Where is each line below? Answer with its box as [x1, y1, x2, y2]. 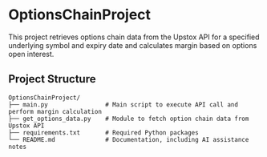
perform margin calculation [8, 107, 103, 115]
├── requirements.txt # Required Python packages [8, 128, 199, 137]
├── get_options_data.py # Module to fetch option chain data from [8, 115, 249, 123]
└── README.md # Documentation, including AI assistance [8, 135, 249, 143]
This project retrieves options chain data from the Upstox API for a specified [8, 32, 260, 42]
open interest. [8, 49, 55, 58]
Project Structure [8, 72, 96, 86]
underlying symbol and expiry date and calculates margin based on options [8, 40, 257, 50]
